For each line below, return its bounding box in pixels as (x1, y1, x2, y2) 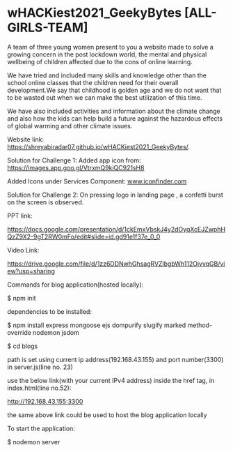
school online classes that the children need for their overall (7, 78, 179, 86)
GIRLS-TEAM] (7, 20, 88, 36)
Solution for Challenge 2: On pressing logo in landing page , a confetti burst (7, 190, 224, 199)
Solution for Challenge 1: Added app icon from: (7, 156, 141, 165)
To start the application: (7, 424, 75, 432)
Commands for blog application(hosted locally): (7, 280, 144, 289)
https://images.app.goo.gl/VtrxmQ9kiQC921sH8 (7, 163, 145, 172)
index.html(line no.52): (7, 384, 72, 392)
